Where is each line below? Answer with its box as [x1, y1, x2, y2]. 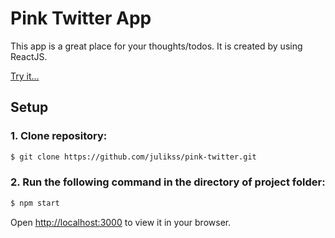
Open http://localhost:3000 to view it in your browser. [10, 216, 232, 228]
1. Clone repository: [10, 129, 108, 143]
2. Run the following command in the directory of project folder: [10, 175, 326, 189]
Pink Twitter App [10, 7, 152, 30]
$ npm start [10, 198, 60, 208]
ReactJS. [10, 50, 48, 62]
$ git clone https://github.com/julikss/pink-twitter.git [10, 152, 257, 162]
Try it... [10, 70, 40, 82]
